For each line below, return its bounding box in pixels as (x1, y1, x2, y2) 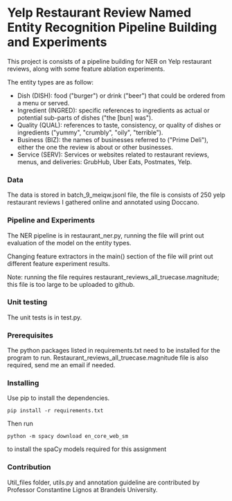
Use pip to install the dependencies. (7, 394, 110, 403)
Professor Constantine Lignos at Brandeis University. (7, 485, 158, 493)
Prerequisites (7, 331, 53, 340)
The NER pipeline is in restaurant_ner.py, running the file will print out (7, 231, 204, 240)
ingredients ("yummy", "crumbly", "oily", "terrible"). (17, 128, 163, 137)
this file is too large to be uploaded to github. (7, 280, 135, 288)
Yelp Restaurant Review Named (7, 5, 192, 21)
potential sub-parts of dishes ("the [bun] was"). (17, 113, 154, 122)
